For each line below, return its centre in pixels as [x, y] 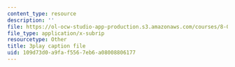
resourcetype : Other [37, 40]
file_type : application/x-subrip [56, 33]
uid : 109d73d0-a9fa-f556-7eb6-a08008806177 [72, 53]
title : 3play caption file [47, 46]
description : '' [31, 20]
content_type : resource [42, 14]
